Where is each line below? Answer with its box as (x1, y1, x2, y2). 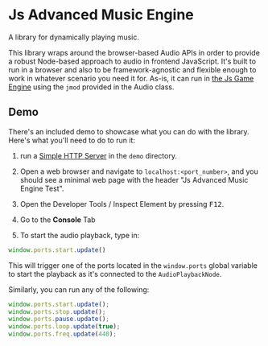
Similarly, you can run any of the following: (8, 284, 150, 295)
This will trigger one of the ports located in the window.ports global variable (8, 260, 258, 270)
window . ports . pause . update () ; (8, 315, 110, 323)
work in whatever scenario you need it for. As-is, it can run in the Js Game (8, 73, 254, 83)
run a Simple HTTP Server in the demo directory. (19, 150, 177, 160)
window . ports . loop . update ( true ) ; (8, 323, 121, 331)
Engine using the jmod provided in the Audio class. (8, 82, 175, 92)
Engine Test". (19, 183, 64, 193)
